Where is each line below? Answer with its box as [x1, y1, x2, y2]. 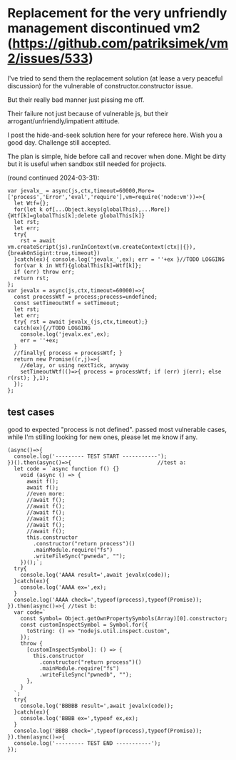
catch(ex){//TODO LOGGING [14, 324, 91, 332]
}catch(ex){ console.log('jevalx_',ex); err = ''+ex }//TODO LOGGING [14, 255, 225, 263]
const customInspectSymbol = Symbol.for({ [20, 621, 148, 628]
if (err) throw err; [14, 268, 75, 275]
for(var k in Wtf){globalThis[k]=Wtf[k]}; [14, 262, 142, 269]
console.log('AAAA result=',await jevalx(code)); [20, 571, 171, 578]
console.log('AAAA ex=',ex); [20, 583, 107, 591]
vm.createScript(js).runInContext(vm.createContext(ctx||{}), [7, 243, 196, 250]
